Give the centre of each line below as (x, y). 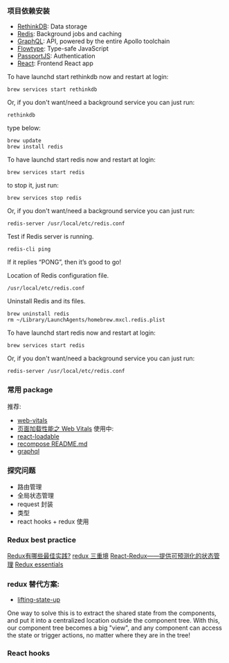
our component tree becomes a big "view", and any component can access (115, 628)
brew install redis (35, 147)
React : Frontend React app (55, 63)
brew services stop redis (44, 198)
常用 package (30, 390)
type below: (24, 128)
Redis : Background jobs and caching (70, 34)
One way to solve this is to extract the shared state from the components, (112, 613)
